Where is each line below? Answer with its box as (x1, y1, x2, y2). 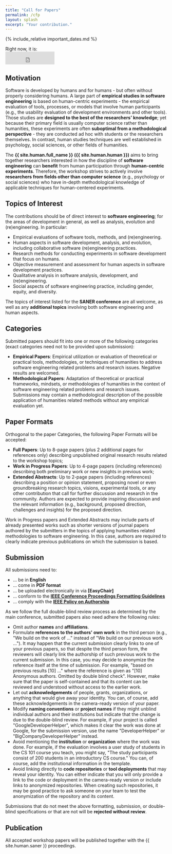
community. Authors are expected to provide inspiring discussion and (12, 495, 160, 502)
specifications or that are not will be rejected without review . (17, 809, 147, 815)
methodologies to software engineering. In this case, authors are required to (5, 533, 167, 539)
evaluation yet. (12, 402, 44, 409)
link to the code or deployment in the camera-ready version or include (12, 777, 162, 783)
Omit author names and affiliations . (12, 624, 89, 630)
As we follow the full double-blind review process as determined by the (5, 608, 156, 615)
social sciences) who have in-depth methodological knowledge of (5, 179, 145, 185)
